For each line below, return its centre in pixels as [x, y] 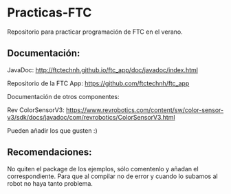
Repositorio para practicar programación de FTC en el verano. [95, 32]
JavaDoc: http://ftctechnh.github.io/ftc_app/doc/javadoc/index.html [102, 69]
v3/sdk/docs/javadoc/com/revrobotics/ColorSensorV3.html [91, 117]
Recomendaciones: [49, 152]
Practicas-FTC [49, 13]
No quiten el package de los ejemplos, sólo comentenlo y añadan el [103, 169]
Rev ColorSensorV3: [36, 110]
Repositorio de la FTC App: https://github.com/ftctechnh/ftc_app [98, 83]
